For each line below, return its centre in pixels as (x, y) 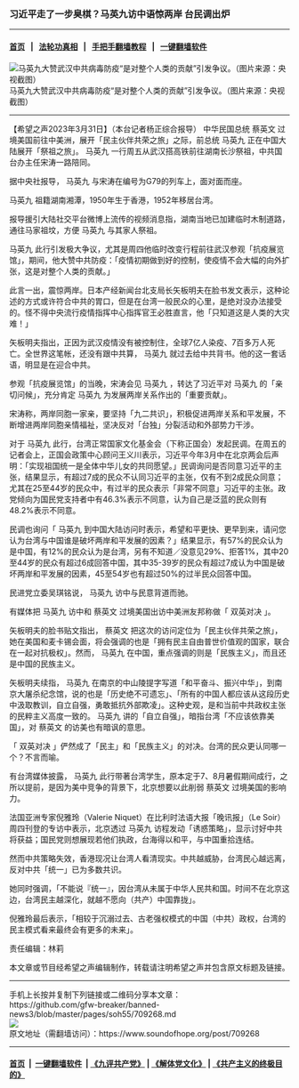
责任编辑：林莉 (36, 948)
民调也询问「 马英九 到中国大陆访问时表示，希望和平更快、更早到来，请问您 (148, 529)
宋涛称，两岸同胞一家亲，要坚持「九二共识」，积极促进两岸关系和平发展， (144, 413)
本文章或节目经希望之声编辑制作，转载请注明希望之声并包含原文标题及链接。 (149, 967)
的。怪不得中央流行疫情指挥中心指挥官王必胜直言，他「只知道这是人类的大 (145, 312)
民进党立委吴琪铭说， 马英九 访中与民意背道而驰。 (101, 592)
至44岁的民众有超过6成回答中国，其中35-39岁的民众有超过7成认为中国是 (143, 562)
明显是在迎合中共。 (60, 364)
